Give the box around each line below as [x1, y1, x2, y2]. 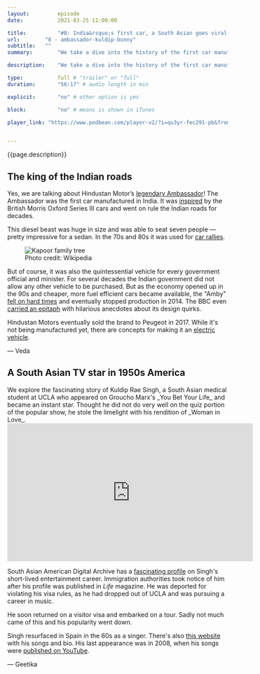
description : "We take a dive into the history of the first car [7, 62, 212, 69]
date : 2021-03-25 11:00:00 [7, 17, 118, 24]
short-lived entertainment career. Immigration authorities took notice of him [7, 574, 225, 583]
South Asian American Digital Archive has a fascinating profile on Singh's [7, 567, 219, 575]
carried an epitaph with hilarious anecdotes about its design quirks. [7, 304, 202, 313]
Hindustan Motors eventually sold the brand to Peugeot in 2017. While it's [7, 318, 219, 327]
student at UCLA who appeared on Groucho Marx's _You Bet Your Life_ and [7, 393, 226, 401]
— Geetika [7, 660, 38, 668]
